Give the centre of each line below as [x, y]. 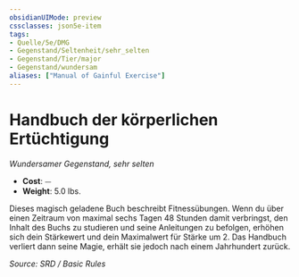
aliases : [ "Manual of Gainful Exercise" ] [87, 76]
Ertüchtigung [59, 138]
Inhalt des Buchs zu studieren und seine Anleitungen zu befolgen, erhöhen [146, 227]
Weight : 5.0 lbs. [52, 191]
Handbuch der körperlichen [114, 119]
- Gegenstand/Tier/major [55, 59]
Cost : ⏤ [37, 180]
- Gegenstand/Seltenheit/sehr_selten [79, 51]
